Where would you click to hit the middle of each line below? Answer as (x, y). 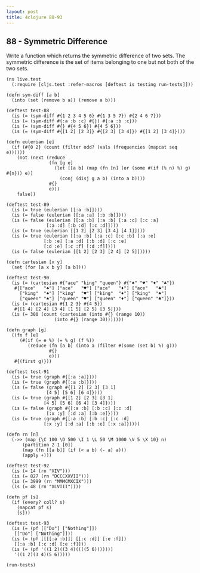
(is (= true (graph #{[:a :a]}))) (54, 377)
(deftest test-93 (28, 523)
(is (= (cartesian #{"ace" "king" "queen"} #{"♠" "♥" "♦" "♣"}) (93, 283)
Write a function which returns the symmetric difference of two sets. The (96, 56)
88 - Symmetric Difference (57, 41)
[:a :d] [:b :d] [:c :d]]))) (82, 226)
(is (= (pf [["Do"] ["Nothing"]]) (54, 529)
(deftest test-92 (28, 466)
